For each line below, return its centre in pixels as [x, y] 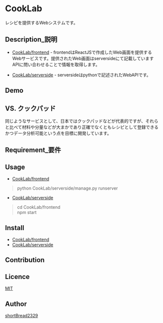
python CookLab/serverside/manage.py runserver [67, 188]
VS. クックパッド [31, 108]
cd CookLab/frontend [39, 207]
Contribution [25, 260]
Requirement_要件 [33, 150]
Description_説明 [31, 40]
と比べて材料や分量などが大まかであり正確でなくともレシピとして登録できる [82, 127]
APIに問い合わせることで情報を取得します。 [56, 65]
